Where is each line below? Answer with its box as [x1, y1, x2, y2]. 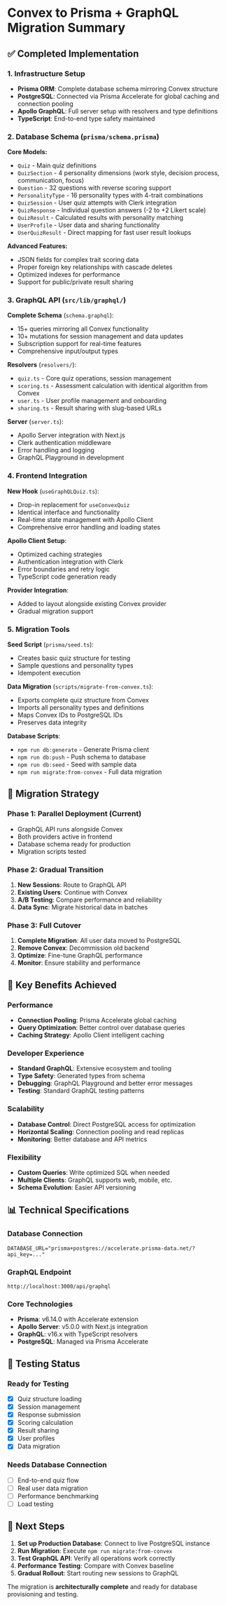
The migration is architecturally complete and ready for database [7, 1582, 198, 1591]
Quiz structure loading [17, 1394, 82, 1403]
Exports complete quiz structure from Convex [17, 696, 149, 705]
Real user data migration [17, 1484, 89, 1492]
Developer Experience [7, 1048, 85, 1058]
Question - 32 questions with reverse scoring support [17, 184, 171, 192]
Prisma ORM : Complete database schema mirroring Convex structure [17, 84, 218, 92]
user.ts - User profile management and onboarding [17, 397, 167, 405]
